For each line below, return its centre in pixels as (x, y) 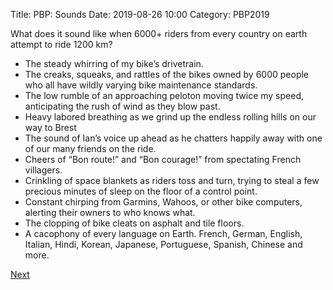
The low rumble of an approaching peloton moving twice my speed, (164, 95)
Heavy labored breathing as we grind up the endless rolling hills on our (170, 117)
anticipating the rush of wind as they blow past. (122, 106)
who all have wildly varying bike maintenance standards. (141, 85)
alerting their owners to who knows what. (110, 212)
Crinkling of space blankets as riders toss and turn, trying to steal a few (172, 180)
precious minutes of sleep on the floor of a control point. (141, 191)
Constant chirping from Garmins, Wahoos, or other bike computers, (163, 202)
